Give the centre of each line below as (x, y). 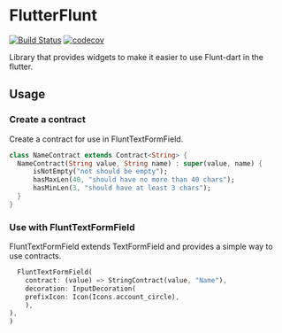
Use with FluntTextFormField (72, 227)
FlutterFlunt (53, 15)
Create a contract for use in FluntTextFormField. (96, 139)
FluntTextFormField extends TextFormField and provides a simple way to (141, 247)
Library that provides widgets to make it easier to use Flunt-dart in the (136, 57)
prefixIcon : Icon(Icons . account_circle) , (102, 297)
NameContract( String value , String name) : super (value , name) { (140, 163)
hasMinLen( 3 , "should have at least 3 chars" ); (122, 188)
